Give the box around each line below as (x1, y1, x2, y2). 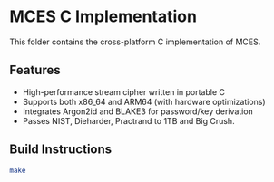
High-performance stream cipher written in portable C (22, 86, 225, 97)
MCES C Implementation (9, 6, 198, 27)
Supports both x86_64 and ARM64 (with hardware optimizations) (22, 96, 266, 107)
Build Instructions (9, 142, 113, 158)
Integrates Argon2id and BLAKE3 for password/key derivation (22, 106, 254, 117)
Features (9, 62, 61, 78)
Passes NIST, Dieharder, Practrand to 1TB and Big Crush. (22, 115, 235, 126)
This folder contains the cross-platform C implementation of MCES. (9, 36, 261, 47)
